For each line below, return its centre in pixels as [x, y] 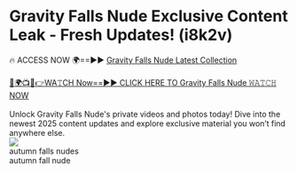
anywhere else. [37, 132]
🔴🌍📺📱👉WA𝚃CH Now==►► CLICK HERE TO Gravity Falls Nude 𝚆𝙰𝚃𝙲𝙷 [143, 82]
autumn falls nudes [44, 151]
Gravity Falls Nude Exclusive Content [148, 16]
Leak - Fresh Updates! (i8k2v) [121, 35]
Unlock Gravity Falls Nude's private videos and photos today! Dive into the [145, 114]
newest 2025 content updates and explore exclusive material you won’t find [148, 123]
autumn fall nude [40, 160]
